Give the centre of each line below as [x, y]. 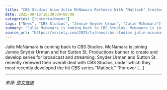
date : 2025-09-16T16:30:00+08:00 [40, 14]
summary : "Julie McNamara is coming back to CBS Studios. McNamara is [80, 28]
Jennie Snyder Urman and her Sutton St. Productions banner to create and [82, 52]
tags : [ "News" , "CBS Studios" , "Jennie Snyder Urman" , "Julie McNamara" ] [83, 23]
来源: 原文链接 [19, 83]
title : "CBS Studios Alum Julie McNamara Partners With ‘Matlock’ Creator [84, 10]
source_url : [17, 33]
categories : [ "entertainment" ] [38, 19]
